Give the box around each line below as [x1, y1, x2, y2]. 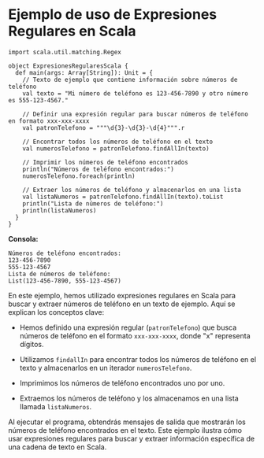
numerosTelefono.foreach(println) [22, 172, 136, 180]
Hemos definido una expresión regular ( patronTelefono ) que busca [19, 323, 237, 332]
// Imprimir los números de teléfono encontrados [22, 158, 189, 166]
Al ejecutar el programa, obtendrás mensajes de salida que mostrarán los [8, 417, 247, 427]
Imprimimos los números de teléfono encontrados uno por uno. [19, 378, 225, 387]
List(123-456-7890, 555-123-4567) [8, 277, 122, 285]
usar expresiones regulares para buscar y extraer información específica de [8, 434, 255, 443]
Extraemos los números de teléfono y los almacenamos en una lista [19, 393, 239, 403]
